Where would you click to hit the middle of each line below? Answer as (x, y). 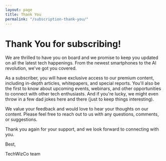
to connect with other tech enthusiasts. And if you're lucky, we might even (82, 94)
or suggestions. (21, 119)
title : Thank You (23, 14)
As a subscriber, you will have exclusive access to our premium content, (80, 78)
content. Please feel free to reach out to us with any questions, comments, (82, 114)
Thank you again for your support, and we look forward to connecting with (82, 129)
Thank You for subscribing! (63, 44)
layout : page (19, 10)
